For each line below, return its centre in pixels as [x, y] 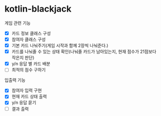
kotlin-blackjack [38, 9]
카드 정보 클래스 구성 [31, 33]
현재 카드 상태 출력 [29, 97]
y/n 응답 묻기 [24, 102]
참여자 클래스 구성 [28, 39]
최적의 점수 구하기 [28, 70]
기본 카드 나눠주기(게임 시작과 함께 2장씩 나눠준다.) [60, 46]
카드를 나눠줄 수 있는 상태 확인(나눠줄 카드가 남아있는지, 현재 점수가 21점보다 [84, 51]
